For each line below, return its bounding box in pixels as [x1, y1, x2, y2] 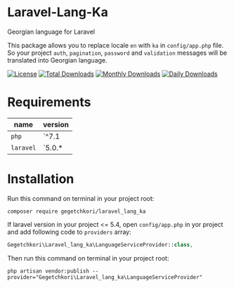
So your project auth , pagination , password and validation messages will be [7, 48, 227, 57]
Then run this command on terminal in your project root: [7, 254, 169, 262]
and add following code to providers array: [7, 228, 131, 236]
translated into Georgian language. [7, 55, 108, 64]
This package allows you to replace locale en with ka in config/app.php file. [7, 41, 223, 49]
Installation [7, 171, 74, 187]
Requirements [7, 94, 91, 110]
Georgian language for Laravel [7, 27, 96, 36]
